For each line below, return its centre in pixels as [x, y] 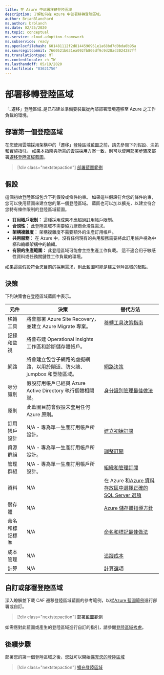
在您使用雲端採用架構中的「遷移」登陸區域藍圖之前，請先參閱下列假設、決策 [82, 144]
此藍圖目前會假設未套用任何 [58, 407]
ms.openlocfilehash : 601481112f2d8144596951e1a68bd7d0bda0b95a [71, 46]
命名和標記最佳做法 [126, 532]
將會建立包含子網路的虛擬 [56, 359]
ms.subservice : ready [27, 42]
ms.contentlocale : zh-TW [30, 60]
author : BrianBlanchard [29, 19]
